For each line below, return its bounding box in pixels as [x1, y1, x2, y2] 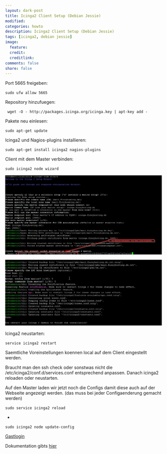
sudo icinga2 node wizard [5, 166, 59, 171]
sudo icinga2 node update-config [5, 425, 75, 430]
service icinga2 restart [5, 341, 57, 346]
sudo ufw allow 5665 [5, 90, 48, 96]
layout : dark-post [5, 8, 43, 13]
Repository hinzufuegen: [5, 99, 56, 105]
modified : [5, 18, 26, 23]
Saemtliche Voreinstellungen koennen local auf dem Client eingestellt [5, 349, 147, 356]
